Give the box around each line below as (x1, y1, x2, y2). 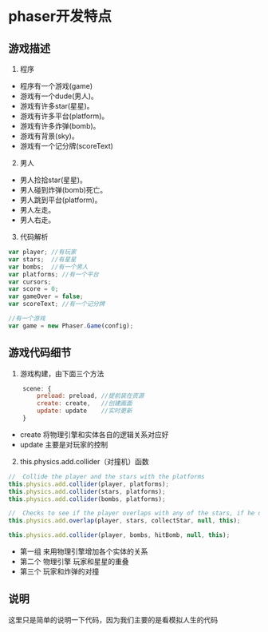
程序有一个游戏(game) (19, 81, 93, 90)
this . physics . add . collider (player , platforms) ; (8, 480, 170, 488)
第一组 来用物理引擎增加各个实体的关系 (19, 547, 148, 556)
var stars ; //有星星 (8, 255, 77, 264)
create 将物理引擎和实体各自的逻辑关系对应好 (19, 429, 169, 439)
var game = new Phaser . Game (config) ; (8, 321, 134, 330)
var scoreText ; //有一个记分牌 (8, 300, 105, 308)
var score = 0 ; (8, 285, 59, 293)
